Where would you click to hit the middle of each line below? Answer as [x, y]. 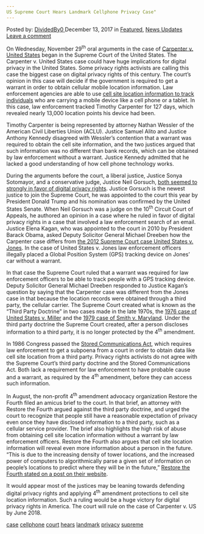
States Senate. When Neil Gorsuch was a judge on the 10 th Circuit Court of [100, 209]
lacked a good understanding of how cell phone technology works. [90, 164]
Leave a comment [29, 36]
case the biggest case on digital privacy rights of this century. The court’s [99, 74]
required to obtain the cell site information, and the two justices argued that [101, 144]
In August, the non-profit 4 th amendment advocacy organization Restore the [102, 395]
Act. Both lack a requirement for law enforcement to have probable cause [98, 370]
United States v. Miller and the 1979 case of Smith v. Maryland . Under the [98, 318]
